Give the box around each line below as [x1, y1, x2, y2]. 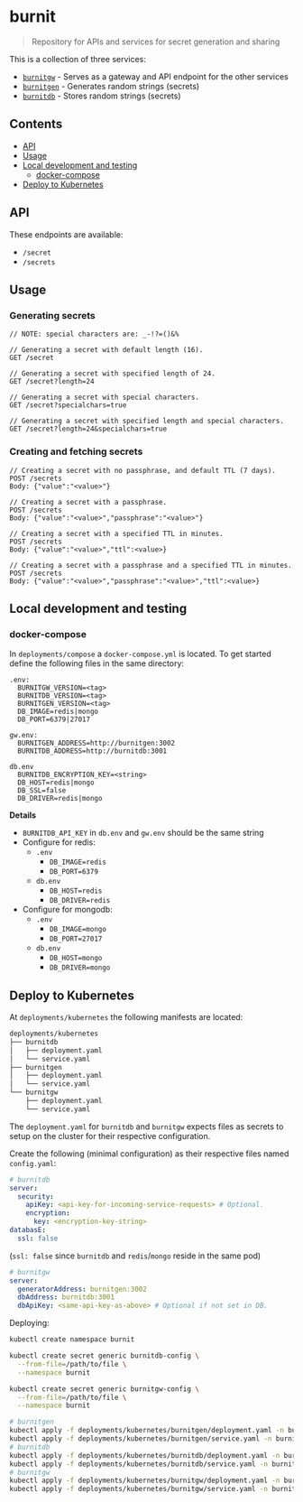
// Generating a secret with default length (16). [9, 346, 204, 355]
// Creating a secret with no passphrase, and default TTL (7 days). [9, 466, 277, 475]
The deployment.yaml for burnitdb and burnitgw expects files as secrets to [9, 1121, 284, 1132]
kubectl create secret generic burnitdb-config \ [9, 1351, 200, 1360]
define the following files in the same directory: [9, 658, 185, 669]
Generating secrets [9, 309, 96, 321]
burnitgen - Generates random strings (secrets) [22, 80, 200, 91]
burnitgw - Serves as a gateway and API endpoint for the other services [22, 70, 289, 82]
